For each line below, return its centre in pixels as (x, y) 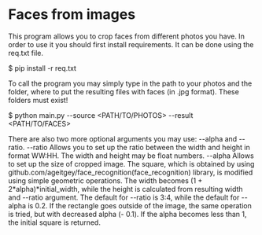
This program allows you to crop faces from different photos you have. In (127, 36)
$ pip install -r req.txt (42, 68)
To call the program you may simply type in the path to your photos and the (130, 83)
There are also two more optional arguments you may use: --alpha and (123, 138)
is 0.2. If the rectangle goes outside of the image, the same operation (139, 205)
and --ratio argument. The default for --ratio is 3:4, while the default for (124, 197)
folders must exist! (38, 100)
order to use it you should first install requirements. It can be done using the (131, 44)
